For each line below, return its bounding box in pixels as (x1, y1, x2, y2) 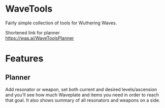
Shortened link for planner (5, 29, 60, 35)
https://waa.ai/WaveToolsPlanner (5, 35, 75, 41)
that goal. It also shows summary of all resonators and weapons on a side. (5, 97, 161, 103)
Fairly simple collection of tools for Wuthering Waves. (5, 20, 117, 26)
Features (5, 53, 44, 64)
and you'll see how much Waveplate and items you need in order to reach (5, 92, 159, 98)
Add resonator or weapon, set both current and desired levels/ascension (5, 86, 157, 92)
